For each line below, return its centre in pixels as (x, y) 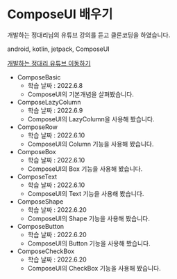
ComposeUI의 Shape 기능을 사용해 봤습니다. (89, 218)
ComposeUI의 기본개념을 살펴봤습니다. (81, 94)
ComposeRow (37, 127)
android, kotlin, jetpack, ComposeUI (58, 49)
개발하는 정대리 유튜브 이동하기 (49, 63)
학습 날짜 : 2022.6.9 (55, 110)
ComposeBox (37, 151)
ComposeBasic (39, 77)
